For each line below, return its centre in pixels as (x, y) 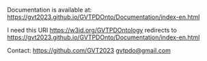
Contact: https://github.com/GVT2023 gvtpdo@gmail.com (89, 50)
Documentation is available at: (50, 10)
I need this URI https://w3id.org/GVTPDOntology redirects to (92, 30)
